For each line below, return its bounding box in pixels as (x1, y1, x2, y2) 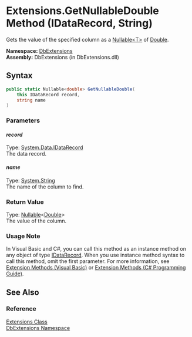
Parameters (6, 116, 40, 124)
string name (16, 97, 46, 103)
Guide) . (6, 270, 24, 277)
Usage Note (6, 232, 41, 240)
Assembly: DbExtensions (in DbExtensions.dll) (6, 53, 119, 60)
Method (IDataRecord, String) (6, 16, 153, 30)
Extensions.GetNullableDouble (6, 4, 160, 18)
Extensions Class (6, 318, 48, 325)
